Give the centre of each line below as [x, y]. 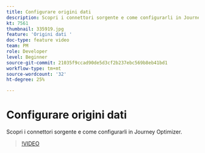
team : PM [17, 46]
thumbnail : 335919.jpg [35, 29]
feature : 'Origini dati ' [39, 35]
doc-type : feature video [38, 40]
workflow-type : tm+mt [34, 68]
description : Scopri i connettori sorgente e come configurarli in [94, 18]
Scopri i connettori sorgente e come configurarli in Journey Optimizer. [94, 132]
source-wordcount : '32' [37, 74]
